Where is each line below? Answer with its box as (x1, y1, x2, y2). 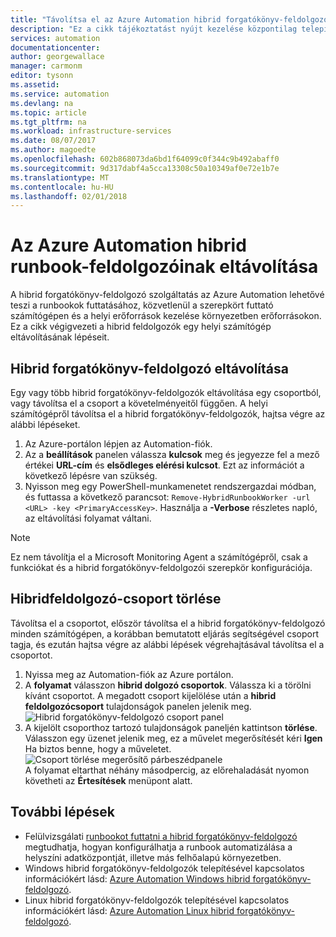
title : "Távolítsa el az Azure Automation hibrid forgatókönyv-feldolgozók (10, 14, 333, 25)
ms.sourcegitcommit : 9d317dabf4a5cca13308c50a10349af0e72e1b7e (10, 163, 280, 173)
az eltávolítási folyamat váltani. (24, 512, 152, 524)
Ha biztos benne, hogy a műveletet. (24, 742, 172, 755)
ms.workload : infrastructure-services (10, 126, 172, 136)
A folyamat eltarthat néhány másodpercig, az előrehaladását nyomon (24, 764, 310, 776)
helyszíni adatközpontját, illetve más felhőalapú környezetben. (24, 851, 282, 863)
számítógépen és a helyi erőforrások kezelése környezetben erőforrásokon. (10, 310, 322, 322)
